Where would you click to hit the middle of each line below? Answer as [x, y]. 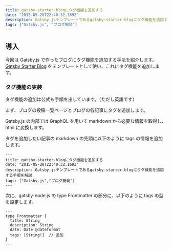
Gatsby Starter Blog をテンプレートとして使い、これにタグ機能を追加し [80, 66]
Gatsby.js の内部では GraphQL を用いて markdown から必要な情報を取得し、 [86, 121]
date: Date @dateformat [35, 230]
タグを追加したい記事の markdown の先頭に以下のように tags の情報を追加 [84, 139]
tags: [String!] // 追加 [37, 235]
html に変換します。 [26, 128]
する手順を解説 [19, 176]
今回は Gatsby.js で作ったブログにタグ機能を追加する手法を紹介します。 [81, 60]
